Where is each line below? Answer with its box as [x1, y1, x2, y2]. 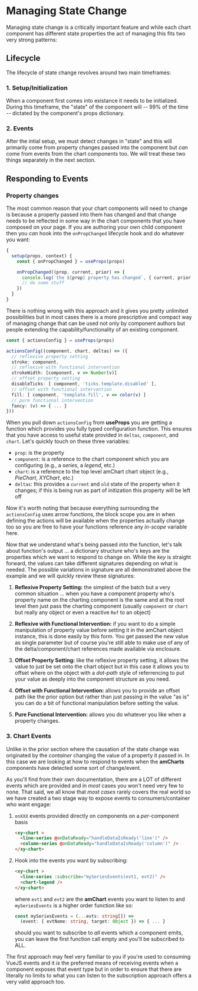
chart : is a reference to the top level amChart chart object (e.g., [14, 468, 169, 475]
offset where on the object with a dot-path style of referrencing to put [14, 670, 184, 677]
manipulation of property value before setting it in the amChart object [14, 626, 184, 634]
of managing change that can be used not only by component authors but [6, 320, 186, 327]
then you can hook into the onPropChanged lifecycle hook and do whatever [6, 230, 184, 237]
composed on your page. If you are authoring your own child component [6, 224, 183, 231]
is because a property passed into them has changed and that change [6, 211, 177, 218]
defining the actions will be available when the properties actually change [6, 517, 184, 524]
